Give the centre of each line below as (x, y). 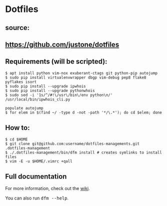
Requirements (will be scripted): (56, 62)
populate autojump (24, 108)
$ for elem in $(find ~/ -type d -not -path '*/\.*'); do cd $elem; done (84, 112)
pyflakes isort (21, 82)
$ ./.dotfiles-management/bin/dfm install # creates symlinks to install (84, 152)
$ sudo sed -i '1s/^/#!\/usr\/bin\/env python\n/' (59, 95)
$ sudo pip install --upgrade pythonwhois (50, 90)
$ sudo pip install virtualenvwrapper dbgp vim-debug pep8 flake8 (76, 77)
